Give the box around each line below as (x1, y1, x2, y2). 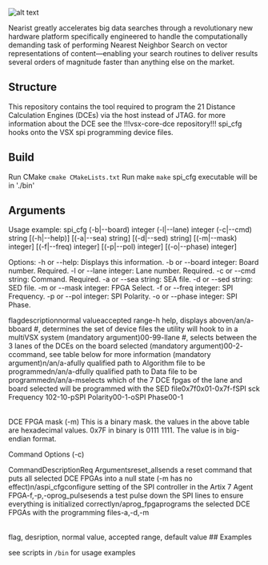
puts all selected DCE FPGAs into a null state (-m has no (8, 474, 194, 483)
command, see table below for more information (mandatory (12, 350, 211, 360)
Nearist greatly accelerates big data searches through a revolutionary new (8, 23, 254, 32)
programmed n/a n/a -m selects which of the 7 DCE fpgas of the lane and (8, 376, 242, 385)
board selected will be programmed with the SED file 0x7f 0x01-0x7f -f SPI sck (8, 384, 260, 393)
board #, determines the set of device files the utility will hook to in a (12, 324, 238, 334)
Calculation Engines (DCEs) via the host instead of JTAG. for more (8, 110, 226, 120)
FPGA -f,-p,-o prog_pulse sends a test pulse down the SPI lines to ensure (8, 490, 244, 501)
